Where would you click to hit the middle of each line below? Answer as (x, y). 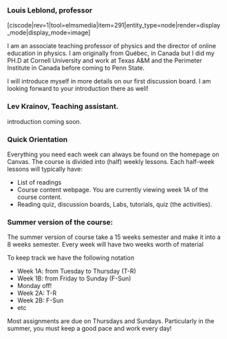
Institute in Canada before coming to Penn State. (76, 68)
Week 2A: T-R (37, 293)
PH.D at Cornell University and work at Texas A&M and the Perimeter (105, 61)
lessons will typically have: (45, 169)
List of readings (39, 182)
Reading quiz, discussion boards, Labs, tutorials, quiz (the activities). (115, 204)
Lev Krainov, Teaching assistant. (63, 107)
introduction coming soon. (44, 121)
